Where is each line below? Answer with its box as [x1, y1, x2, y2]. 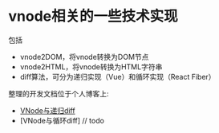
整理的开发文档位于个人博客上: [8, 88, 110, 98]
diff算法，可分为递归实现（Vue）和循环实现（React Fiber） [19, 72, 216, 81]
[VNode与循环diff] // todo [19, 115, 104, 125]
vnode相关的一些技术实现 [8, 7, 178, 25]
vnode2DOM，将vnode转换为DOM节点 [19, 52, 149, 61]
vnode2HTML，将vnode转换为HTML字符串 [19, 61, 163, 72]
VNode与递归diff [19, 105, 75, 115]
